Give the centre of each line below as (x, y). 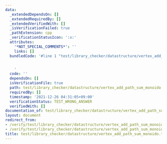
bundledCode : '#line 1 (33, 56)
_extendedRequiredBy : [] (35, 19)
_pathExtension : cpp (31, 33)
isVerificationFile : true (37, 83)
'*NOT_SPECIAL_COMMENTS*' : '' (45, 47)
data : (11, 10)
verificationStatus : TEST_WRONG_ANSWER (51, 102)
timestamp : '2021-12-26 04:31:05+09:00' (52, 97)
